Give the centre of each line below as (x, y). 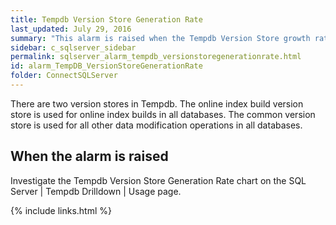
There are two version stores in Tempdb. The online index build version (157, 103)
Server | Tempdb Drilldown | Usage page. (96, 191)
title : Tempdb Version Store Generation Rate (106, 19)
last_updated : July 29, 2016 (71, 29)
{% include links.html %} (61, 210)
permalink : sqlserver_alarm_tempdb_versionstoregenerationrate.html (156, 57)
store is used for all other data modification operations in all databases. (156, 125)
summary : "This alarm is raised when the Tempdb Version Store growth (160, 38)
